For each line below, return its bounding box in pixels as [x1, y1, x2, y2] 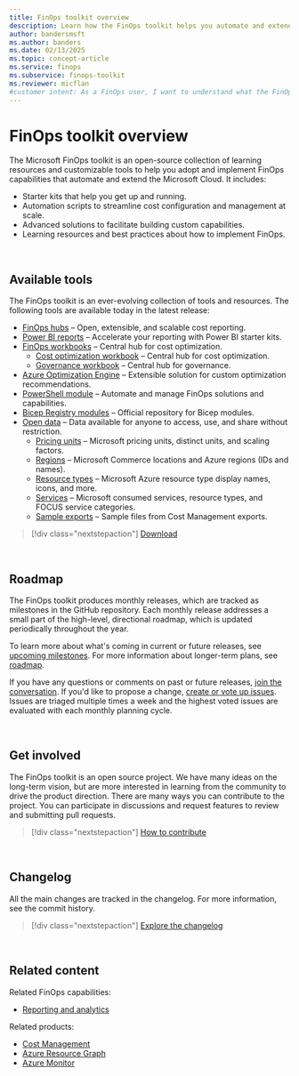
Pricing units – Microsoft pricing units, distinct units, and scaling [35, 436, 270, 446]
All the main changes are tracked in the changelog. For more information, [9, 893, 278, 903]
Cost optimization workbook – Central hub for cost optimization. [35, 350, 270, 361]
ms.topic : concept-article [9, 54, 109, 63]
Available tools [9, 272, 93, 287]
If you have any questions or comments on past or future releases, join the [9, 677, 282, 687]
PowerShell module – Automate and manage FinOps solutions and [21, 389, 264, 399]
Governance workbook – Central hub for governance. [35, 360, 231, 371]
